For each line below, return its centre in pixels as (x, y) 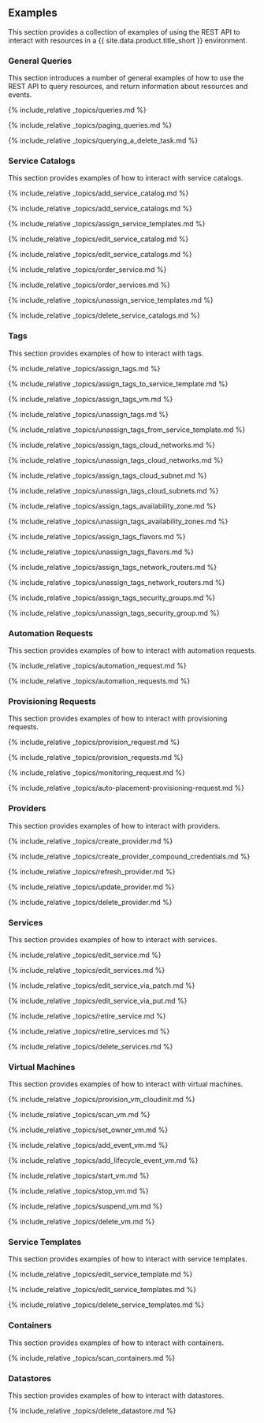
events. (20, 95)
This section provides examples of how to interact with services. (113, 939)
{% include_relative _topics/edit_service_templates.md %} (102, 1290)
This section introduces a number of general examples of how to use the (126, 78)
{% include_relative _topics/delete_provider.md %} (90, 902)
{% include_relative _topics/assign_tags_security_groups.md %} (112, 598)
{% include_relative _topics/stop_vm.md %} (79, 1191)
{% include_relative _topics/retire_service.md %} (87, 1015)
